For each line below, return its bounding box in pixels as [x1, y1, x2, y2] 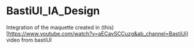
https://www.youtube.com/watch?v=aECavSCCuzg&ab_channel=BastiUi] [8, 30, 189, 37]
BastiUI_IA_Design [6, 4, 100, 18]
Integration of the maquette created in [6, 24, 100, 31]
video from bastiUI [6, 36, 52, 43]
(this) [101, 24, 114, 31]
